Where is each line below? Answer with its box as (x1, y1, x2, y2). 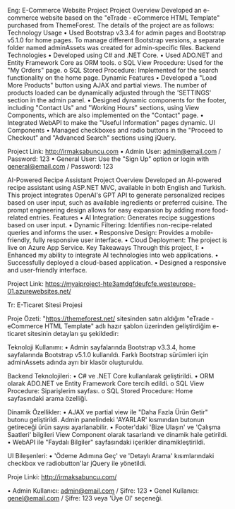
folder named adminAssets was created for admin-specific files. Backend (7, 44, 221, 52)
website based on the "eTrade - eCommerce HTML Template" (40, 13, 220, 22)
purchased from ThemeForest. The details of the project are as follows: (7, 21, 215, 29)
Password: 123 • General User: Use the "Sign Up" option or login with (7, 155, 210, 163)
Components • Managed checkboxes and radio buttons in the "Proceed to (7, 126, 224, 134)
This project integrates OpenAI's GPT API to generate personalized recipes (7, 191, 225, 199)
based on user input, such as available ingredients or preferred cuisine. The (7, 198, 227, 207)
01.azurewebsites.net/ (7, 287, 72, 295)
